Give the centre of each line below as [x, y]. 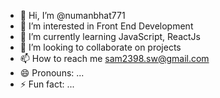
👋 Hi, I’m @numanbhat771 [72, 15]
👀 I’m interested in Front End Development [106, 26]
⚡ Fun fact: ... [47, 84]
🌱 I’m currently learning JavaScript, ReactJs [110, 36]
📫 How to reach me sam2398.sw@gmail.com [114, 58]
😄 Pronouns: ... [52, 73]
